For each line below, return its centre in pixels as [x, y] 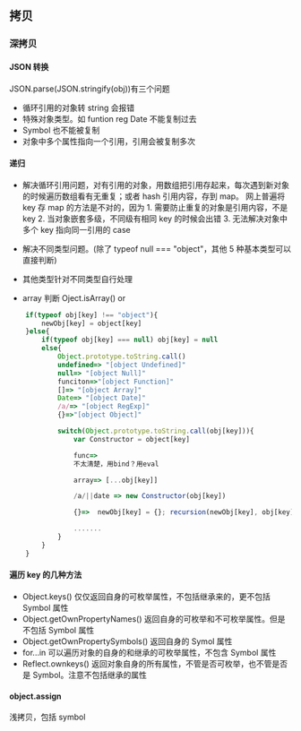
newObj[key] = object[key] [92, 323]
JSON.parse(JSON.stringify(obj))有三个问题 [90, 89]
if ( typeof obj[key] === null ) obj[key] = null [130, 340]
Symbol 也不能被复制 [61, 130]
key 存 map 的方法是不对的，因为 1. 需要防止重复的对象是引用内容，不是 [155, 207]
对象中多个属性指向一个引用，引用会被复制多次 [108, 141]
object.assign [35, 696]
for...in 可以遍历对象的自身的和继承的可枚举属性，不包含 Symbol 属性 [149, 652]
